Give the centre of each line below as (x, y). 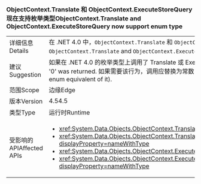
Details (19, 51)
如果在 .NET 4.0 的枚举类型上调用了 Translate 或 (116, 62)
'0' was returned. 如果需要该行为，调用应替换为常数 (121, 71)
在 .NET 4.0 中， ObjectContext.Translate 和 (111, 42)
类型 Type (22, 113)
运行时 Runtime (69, 113)
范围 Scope (25, 90)
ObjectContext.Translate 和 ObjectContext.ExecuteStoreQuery (99, 9)
